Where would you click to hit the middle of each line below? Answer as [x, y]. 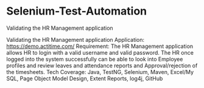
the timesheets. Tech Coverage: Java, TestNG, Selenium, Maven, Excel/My [100, 72]
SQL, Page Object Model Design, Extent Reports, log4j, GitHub [85, 78]
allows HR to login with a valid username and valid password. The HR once [100, 52]
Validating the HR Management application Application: [76, 39]
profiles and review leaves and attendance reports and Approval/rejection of [102, 66]
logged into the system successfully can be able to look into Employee [95, 59]
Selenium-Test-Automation [77, 11]
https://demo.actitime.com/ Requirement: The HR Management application [100, 46]
